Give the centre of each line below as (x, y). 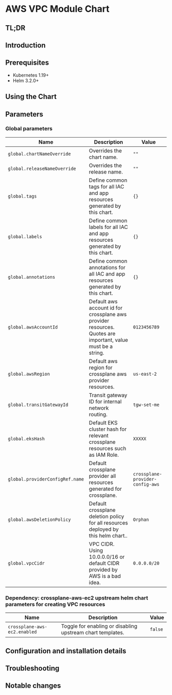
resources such (107, 448)
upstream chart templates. (93, 633)
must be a (101, 346)
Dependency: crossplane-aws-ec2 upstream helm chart (77, 597)
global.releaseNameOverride (42, 168)
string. (96, 353)
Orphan (141, 519)
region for (101, 368)
